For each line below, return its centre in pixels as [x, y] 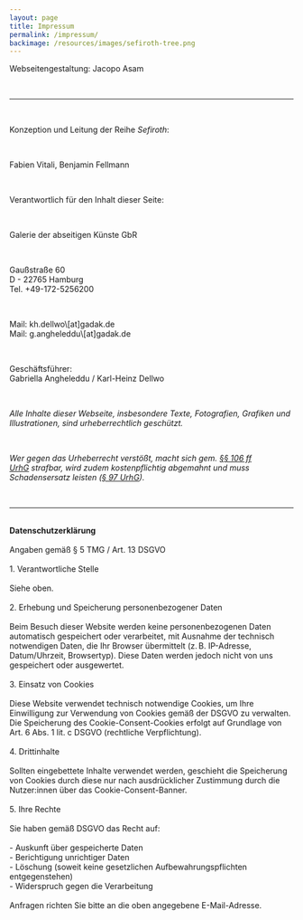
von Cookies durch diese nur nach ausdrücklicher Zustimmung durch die [145, 781]
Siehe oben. [32, 588]
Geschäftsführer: [41, 369]
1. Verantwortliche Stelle [54, 569]
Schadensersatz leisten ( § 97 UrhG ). [77, 478]
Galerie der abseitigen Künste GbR [73, 235]
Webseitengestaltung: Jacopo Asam [77, 69]
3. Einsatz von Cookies [52, 685]
